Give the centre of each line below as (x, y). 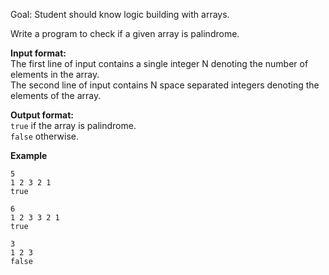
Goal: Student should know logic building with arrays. (120, 14)
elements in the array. (55, 74)
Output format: (42, 115)
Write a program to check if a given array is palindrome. (125, 33)
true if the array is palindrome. (73, 125)
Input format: (38, 53)
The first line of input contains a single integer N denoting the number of (159, 63)
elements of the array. (56, 95)
